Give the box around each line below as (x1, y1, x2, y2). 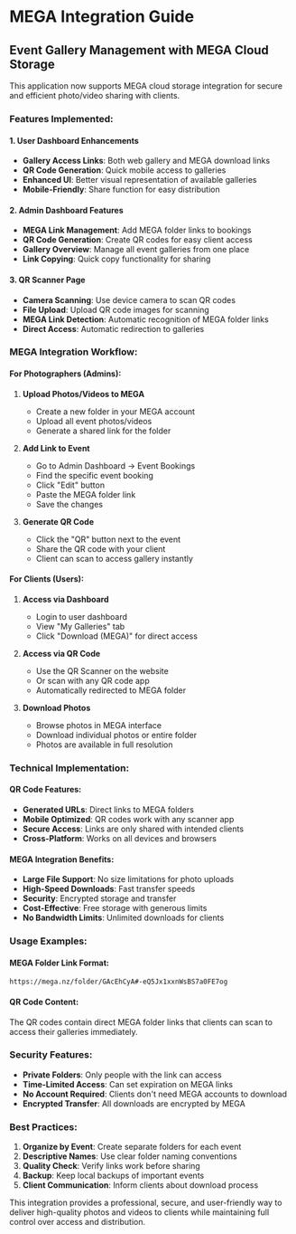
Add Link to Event (22, 442, 90, 453)
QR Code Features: (9, 784, 82, 795)
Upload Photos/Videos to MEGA (22, 388, 145, 399)
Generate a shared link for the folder (35, 425, 171, 436)
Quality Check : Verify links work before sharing (22, 1161, 200, 1172)
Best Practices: (9, 1120, 79, 1133)
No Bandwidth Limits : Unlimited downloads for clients (22, 912, 225, 924)
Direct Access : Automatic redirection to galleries (22, 323, 205, 334)
